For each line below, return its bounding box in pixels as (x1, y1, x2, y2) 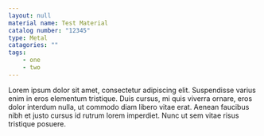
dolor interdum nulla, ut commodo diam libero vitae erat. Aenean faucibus (8, 102, 250, 111)
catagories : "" (8, 41, 59, 49)
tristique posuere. (8, 119, 66, 128)
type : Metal (8, 33, 48, 42)
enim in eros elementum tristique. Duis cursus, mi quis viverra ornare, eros (8, 93, 253, 103)
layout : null (8, 11, 52, 20)
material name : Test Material (8, 19, 109, 27)
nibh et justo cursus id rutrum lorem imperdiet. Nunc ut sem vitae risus (8, 111, 239, 120)
